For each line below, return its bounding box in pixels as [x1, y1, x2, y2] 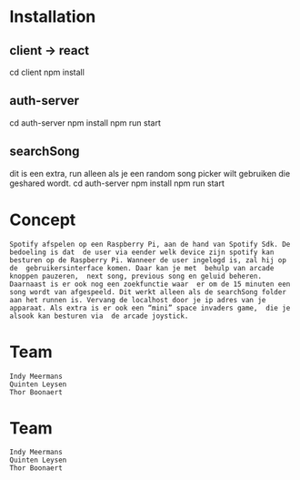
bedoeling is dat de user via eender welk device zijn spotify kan [9, 248, 275, 257]
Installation [9, 6, 96, 27]
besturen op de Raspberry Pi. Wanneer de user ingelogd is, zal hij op [9, 255, 286, 265]
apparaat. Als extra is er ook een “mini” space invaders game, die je [9, 303, 291, 312]
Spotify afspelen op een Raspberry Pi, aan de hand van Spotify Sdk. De [9, 240, 291, 249]
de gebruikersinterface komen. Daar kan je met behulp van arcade [9, 263, 275, 272]
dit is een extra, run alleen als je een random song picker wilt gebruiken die [9, 168, 291, 179]
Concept [9, 209, 76, 230]
